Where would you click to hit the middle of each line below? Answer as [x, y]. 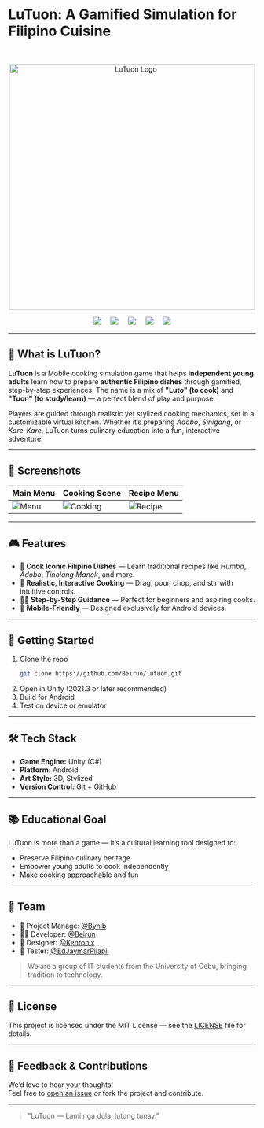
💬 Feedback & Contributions [78, 1065]
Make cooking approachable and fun [79, 875]
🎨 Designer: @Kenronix [57, 942]
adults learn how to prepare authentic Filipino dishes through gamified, [125, 381]
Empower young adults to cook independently [94, 866]
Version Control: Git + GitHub [68, 786]
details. [20, 1034]
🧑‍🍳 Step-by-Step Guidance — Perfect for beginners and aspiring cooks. [137, 600]
